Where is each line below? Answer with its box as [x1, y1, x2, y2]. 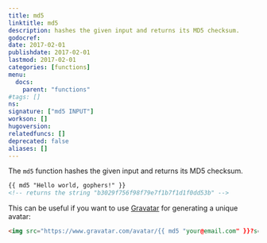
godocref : [8, 33, 41, 42]
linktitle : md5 [8, 19, 59, 27]
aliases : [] [8, 145, 48, 152]
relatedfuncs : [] [8, 129, 66, 137]
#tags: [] [8, 93, 41, 101]
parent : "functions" [22, 85, 91, 94]
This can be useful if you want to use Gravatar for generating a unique [8, 203, 238, 213]
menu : [8, 71, 26, 79]
